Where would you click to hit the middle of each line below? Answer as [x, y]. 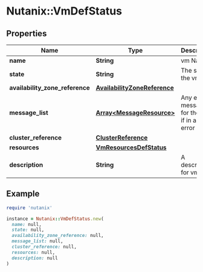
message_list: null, [37, 241]
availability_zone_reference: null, [58, 236]
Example [23, 194]
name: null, [27, 224]
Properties [27, 34]
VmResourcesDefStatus [131, 147]
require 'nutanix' [29, 208]
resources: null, [34, 252]
